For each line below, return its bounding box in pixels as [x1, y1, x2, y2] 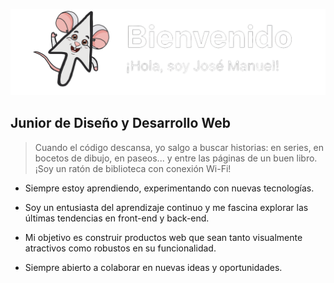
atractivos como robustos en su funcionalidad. [24, 242, 217, 254]
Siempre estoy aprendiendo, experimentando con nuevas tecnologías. [24, 182, 315, 194]
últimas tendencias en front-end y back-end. [24, 212, 210, 224]
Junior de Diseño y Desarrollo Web [10, 115, 231, 132]
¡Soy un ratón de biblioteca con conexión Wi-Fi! [34, 162, 232, 174]
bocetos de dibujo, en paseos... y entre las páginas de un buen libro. [34, 152, 318, 164]
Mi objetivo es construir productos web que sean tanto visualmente [24, 231, 303, 243]
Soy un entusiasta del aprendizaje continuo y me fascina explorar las [24, 201, 309, 213]
